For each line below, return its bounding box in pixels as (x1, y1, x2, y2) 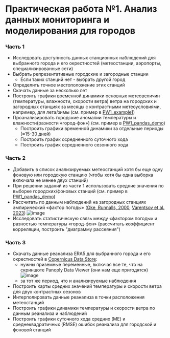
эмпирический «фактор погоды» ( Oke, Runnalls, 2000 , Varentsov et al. (12, 204, 165, 210)
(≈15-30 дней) (20, 131, 51, 137)
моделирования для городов (5, 25, 136, 36)
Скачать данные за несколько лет (12, 88, 88, 94)
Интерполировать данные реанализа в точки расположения (12, 294, 145, 300)
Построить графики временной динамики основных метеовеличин (12, 93, 160, 99)
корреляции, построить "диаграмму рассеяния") (12, 226, 121, 232)
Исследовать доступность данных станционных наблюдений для (12, 55, 156, 61)
